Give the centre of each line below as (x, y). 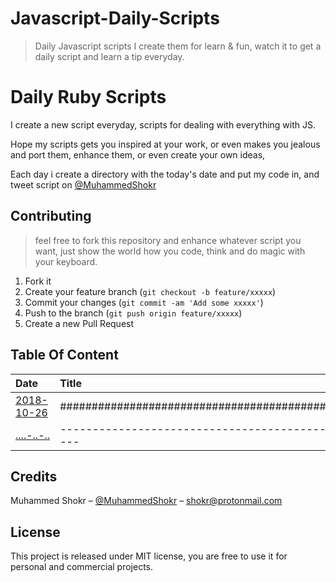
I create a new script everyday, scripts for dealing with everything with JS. (163, 124)
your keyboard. (66, 261)
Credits (34, 476)
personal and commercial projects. (82, 567)
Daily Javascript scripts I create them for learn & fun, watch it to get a (178, 46)
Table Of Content (64, 355)
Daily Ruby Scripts (88, 97)
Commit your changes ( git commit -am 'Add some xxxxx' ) (144, 302)
